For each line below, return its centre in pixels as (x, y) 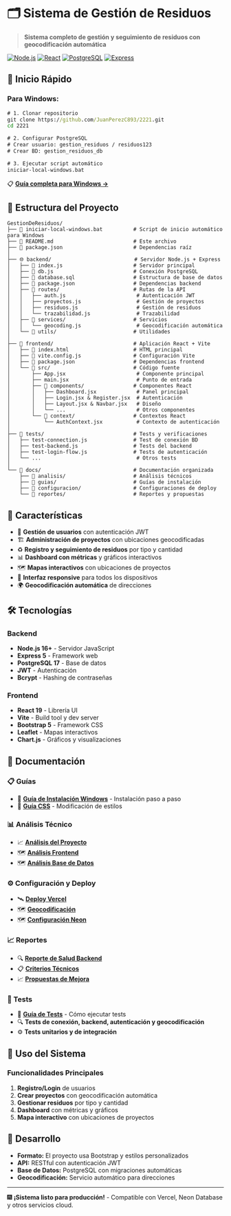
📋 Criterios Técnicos (48, 968)
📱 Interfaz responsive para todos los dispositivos (87, 578)
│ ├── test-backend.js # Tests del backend (100, 446)
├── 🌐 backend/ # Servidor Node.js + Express (114, 260)
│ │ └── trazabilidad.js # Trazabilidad (93, 314)
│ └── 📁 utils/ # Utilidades (89, 332)
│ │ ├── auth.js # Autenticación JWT (101, 296)
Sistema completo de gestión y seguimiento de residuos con (112, 37)
